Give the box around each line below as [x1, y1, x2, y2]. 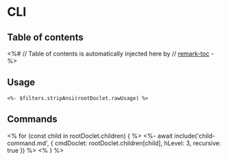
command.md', [7, 138, 49, 147]
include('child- [174, 132, 216, 140]
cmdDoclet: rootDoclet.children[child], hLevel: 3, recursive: [54, 138, 221, 147]
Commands [7, 114, 58, 125]
